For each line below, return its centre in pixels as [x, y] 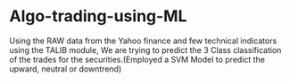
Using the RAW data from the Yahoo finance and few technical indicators [143, 41]
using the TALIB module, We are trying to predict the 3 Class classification [145, 49]
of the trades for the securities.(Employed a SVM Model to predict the [137, 59]
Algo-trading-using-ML [98, 16]
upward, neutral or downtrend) [66, 69]
